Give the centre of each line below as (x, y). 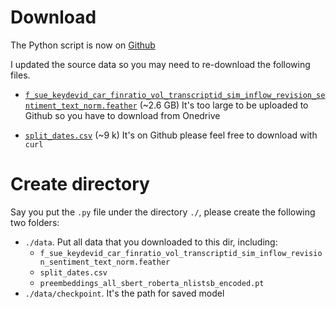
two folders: (35, 222)
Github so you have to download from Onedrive (122, 115)
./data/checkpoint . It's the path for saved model (124, 293)
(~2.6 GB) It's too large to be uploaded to (224, 105)
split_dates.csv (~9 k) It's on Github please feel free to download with (171, 135)
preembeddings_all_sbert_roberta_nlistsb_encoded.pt (152, 283)
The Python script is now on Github (83, 45)
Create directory (80, 184)
